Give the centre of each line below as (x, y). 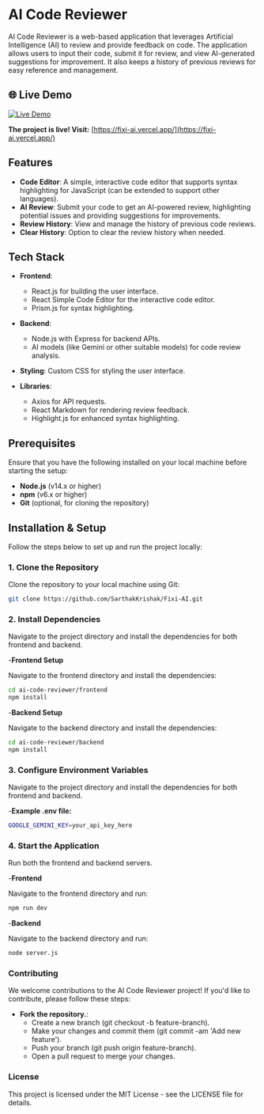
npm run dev (28, 908)
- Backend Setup (36, 713)
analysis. (46, 356)
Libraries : (36, 386)
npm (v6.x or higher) (53, 494)
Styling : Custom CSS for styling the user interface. (102, 371)
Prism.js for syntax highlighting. (83, 308)
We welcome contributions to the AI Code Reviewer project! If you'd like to (129, 991)
